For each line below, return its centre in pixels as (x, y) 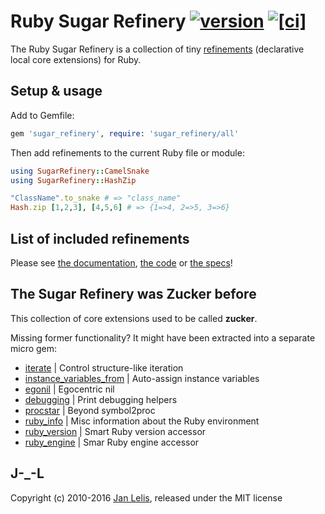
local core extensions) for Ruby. (76, 59)
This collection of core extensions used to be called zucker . (134, 318)
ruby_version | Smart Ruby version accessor (115, 431)
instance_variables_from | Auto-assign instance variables (142, 378)
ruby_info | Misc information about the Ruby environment (142, 421)
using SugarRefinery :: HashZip (73, 180)
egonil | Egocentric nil (69, 389)
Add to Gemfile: (42, 115)
